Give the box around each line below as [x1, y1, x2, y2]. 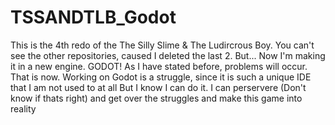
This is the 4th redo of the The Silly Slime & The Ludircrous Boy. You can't [10, 39, 315, 51]
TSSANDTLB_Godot [10, 6, 177, 29]
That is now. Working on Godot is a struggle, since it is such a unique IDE [10, 71, 312, 83]
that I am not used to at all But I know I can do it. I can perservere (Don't [10, 81, 307, 93]
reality [10, 102, 37, 115]
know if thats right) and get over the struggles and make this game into [10, 92, 303, 104]
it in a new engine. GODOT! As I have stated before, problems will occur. [10, 60, 308, 72]
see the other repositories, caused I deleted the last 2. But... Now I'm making [10, 49, 326, 61]
